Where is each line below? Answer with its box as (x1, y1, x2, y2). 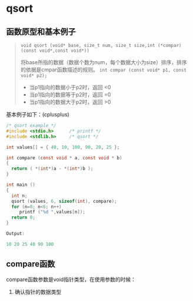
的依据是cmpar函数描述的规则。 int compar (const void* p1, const (20, 66, 187, 73)
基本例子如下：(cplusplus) (6, 111, 69, 118)
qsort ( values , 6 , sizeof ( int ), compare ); (11, 198, 117, 204)
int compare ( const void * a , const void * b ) (6, 155, 122, 160)
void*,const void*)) (39, 48, 89, 53)
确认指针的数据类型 (14, 288, 62, 295)
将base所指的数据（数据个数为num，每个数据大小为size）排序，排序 (20, 59, 187, 66)
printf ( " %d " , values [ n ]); (19, 209, 85, 215)
